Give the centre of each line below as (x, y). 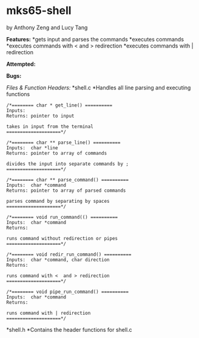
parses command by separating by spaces (58, 201)
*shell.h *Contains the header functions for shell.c (69, 329)
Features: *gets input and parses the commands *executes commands (95, 39)
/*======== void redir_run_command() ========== (69, 254)
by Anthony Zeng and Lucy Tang (47, 27)
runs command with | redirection (49, 313)
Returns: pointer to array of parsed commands (66, 190)
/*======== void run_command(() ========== (62, 217)
